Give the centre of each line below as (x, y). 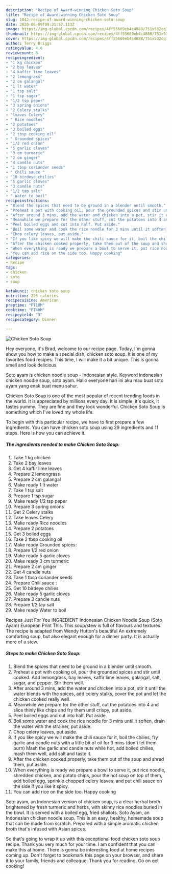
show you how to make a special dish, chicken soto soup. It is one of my (82, 354)
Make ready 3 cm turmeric (41, 561)
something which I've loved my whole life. (50, 412)
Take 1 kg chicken (32, 457)
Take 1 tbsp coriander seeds (43, 577)
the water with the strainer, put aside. (52, 726)
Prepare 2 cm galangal (37, 479)
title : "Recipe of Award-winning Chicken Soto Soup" (63, 15)
